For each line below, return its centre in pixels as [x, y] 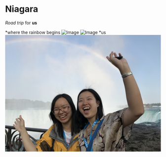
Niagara [22, 9]
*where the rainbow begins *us [56, 32]
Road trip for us [21, 23]
